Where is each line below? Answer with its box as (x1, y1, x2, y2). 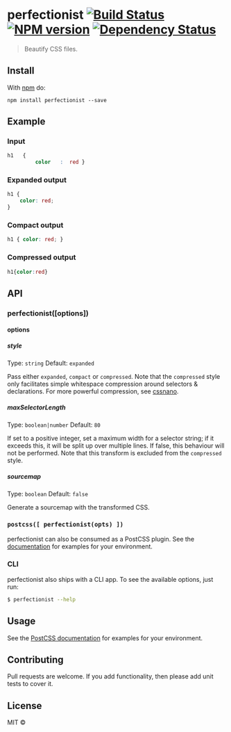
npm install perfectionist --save (7, 97, 108, 104)
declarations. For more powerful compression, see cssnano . (7, 387, 179, 396)
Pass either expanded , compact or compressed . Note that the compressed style (7, 373, 221, 381)
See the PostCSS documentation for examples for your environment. (7, 633, 203, 642)
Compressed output (7, 252, 76, 262)
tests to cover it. (7, 680, 53, 688)
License (7, 699, 42, 712)
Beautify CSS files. (24, 44, 78, 53)
